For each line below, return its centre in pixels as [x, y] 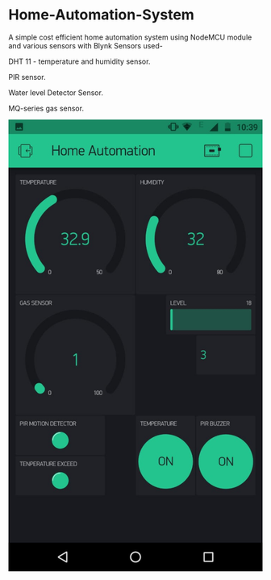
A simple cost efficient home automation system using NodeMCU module [130, 37]
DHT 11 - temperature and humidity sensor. [79, 61]
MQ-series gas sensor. [46, 108]
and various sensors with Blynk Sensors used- [85, 45]
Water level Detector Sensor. [56, 92]
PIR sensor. [27, 77]
